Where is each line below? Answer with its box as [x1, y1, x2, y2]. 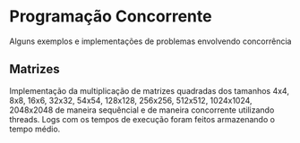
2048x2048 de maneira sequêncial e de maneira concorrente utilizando [9, 105, 275, 115]
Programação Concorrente [9, 6, 212, 27]
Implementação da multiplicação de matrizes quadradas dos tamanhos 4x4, [9, 85, 289, 96]
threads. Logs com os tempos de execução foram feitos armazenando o [9, 114, 276, 124]
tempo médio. [9, 123, 61, 134]
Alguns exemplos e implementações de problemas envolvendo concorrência [9, 36, 292, 46]
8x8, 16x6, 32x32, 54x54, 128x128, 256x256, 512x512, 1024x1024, [9, 95, 253, 105]
